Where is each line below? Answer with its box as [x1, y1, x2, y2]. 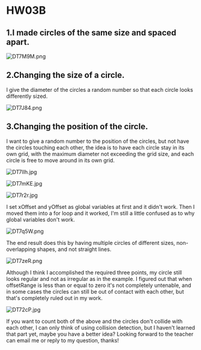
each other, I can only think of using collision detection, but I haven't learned [6, 324, 196, 331]
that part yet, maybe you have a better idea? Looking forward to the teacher [6, 330, 194, 337]
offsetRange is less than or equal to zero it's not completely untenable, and [6, 282, 191, 289]
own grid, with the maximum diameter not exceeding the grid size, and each [6, 150, 194, 157]
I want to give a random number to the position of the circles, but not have [6, 137, 190, 145]
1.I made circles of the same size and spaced [6, 28, 177, 38]
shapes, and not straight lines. [37, 246, 112, 253]
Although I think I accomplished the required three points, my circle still [6, 268, 182, 276]
